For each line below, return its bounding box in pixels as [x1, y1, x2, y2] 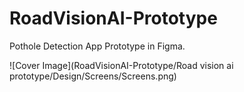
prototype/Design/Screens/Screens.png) [9, 70, 177, 82]
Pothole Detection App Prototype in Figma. [9, 40, 186, 52]
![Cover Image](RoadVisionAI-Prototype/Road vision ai [9, 59, 234, 71]
